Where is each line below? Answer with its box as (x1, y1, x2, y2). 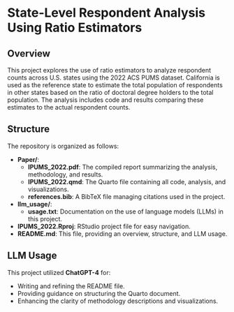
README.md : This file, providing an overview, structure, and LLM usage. (17, 229, 228, 238)
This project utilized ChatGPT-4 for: (7, 268, 111, 276)
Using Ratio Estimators (7, 20, 142, 36)
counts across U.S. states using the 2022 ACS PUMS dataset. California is (7, 73, 220, 82)
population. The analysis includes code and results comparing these (7, 96, 204, 104)
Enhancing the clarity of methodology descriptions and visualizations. (17, 297, 219, 305)
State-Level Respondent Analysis (7, 5, 206, 21)
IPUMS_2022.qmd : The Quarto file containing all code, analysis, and (27, 177, 226, 186)
